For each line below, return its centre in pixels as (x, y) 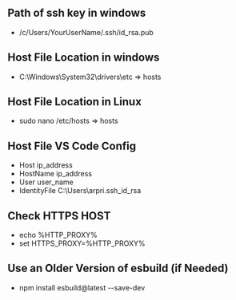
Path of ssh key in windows (77, 13)
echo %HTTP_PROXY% (58, 235)
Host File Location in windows (84, 58)
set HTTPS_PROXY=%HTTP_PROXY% (82, 243)
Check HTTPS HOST (59, 216)
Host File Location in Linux (74, 102)
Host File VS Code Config (72, 146)
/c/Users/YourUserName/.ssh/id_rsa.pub (86, 32)
